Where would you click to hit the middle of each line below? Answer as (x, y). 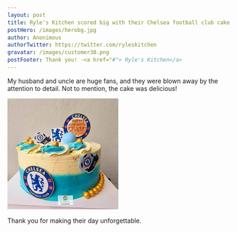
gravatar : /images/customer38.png (59, 53)
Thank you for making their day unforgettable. (75, 221)
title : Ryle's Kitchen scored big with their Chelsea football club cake (119, 22)
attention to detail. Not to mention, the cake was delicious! (92, 88)
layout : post (27, 15)
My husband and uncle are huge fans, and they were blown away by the (113, 81)
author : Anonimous (34, 38)
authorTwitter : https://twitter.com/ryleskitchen (82, 45)
